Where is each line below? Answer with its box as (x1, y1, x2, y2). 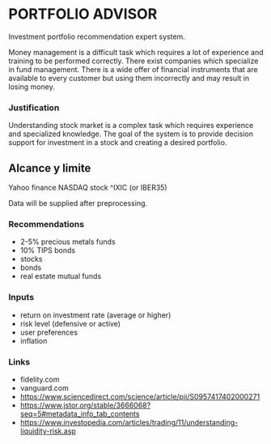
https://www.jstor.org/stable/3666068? (19, 400, 151, 410)
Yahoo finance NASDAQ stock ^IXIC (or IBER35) (8, 183, 167, 193)
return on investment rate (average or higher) (19, 310, 171, 320)
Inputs (8, 292, 35, 303)
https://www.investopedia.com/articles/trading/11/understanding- (19, 417, 239, 427)
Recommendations (8, 218, 85, 229)
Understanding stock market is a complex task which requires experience (8, 121, 254, 130)
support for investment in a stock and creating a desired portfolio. (8, 138, 227, 147)
